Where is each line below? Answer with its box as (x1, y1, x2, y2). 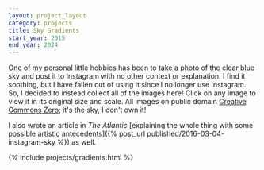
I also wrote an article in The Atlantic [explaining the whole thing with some (8, 121, 254, 130)
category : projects (8, 19, 73, 27)
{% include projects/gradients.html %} (8, 153, 134, 163)
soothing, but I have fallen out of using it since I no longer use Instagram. (8, 80, 247, 90)
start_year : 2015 (8, 33, 66, 42)
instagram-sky (8, 137, 55, 147)
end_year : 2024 (8, 41, 59, 49)
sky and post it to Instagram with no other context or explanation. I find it (8, 71, 246, 81)
